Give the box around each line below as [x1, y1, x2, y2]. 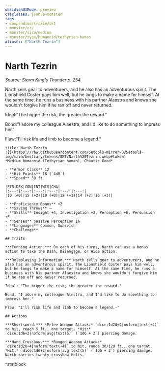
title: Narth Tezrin [5, 145, 48, 150]
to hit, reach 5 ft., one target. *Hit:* [5, 326, 91, 332]
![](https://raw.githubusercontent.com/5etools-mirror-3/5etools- [5, 150, 144, 155]
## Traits [5, 236, 26, 241]
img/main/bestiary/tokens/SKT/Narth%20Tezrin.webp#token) [5, 154, 126, 159]
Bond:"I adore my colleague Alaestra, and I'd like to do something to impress [5, 121, 160, 127]
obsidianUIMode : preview [5, 7, 56, 12]
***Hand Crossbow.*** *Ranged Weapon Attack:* [5, 339, 102, 344]
